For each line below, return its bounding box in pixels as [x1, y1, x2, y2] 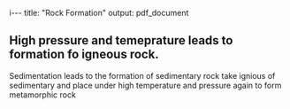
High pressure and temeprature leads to [9, 33, 233, 48]
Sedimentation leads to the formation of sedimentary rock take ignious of [9, 70, 276, 81]
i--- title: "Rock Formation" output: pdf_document [9, 8, 189, 18]
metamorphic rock [9, 89, 77, 100]
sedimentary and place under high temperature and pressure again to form [9, 80, 282, 90]
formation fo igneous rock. [9, 47, 159, 62]
